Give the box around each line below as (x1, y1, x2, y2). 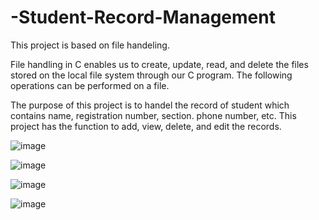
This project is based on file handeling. (10, 39, 170, 51)
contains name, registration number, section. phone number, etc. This (10, 109, 297, 121)
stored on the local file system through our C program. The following (10, 69, 293, 81)
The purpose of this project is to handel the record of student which (10, 99, 290, 111)
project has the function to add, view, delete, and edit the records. (10, 120, 282, 132)
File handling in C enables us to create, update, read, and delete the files (10, 58, 309, 70)
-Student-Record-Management (10, 6, 276, 29)
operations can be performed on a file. (10, 79, 170, 91)
